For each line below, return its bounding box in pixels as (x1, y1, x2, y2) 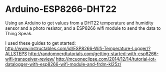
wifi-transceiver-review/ (5, 56, 55, 62)
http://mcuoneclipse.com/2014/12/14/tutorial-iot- (55, 56, 156, 62)
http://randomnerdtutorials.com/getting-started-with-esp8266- (28, 51, 159, 57)
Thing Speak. (5, 30, 32, 36)
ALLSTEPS (5, 51, 27, 57)
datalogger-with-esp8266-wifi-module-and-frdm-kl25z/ (5, 61, 121, 67)
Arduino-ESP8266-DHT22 (5, 3, 116, 15)
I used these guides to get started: (5, 40, 76, 46)
